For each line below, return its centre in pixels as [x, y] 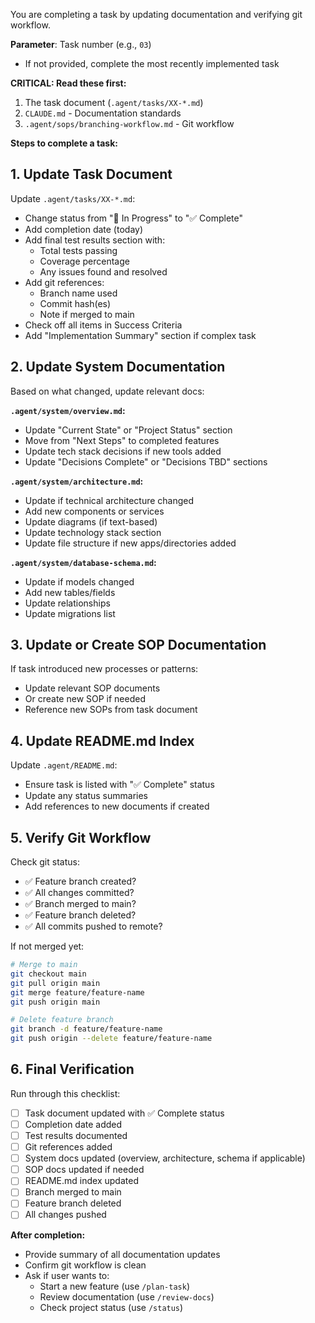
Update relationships [67, 603]
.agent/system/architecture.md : [77, 481]
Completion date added [73, 1124]
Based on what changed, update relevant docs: [107, 391]
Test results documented [76, 1135]
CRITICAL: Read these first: [68, 83]
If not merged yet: [47, 946]
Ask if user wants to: [67, 1275]
